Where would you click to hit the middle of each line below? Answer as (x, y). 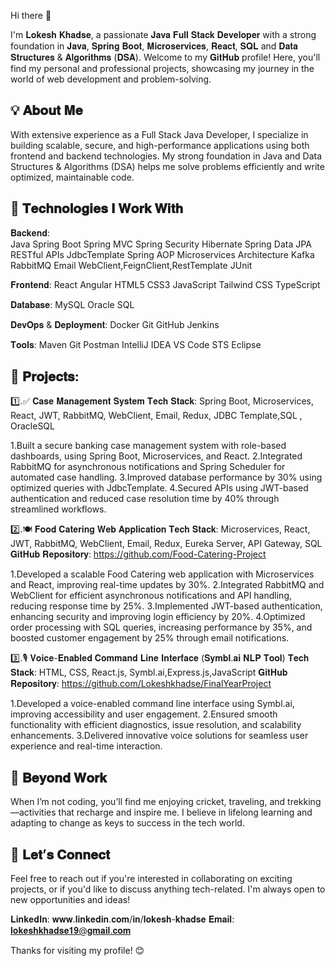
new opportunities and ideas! (70, 900)
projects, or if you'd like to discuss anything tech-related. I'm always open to (168, 889)
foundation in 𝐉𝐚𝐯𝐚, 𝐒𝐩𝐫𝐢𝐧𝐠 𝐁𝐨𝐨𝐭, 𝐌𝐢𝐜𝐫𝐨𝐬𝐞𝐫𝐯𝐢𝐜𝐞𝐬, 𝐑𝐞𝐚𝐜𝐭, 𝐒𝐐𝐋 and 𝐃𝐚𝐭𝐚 (154, 46)
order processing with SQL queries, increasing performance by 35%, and (161, 627)
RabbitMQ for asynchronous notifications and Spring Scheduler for (148, 467)
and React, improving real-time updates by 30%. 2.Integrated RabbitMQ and (167, 585)
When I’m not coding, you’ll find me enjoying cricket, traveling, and (148, 802)
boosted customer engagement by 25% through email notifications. (150, 638)
